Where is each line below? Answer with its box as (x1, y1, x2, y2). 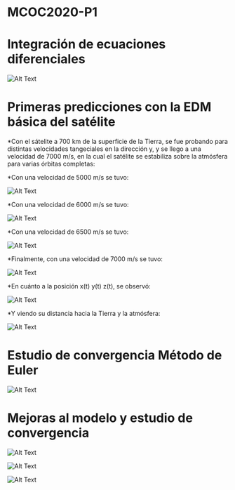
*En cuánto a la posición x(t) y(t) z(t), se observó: (7, 282, 151, 291)
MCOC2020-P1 (7, 4, 98, 20)
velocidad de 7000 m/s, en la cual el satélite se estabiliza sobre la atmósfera (7, 152, 228, 161)
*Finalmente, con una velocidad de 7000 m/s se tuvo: (7, 255, 163, 263)
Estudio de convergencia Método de (7, 347, 222, 364)
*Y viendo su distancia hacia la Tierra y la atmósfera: (7, 310, 161, 318)
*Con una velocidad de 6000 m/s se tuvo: (7, 201, 129, 209)
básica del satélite (7, 114, 116, 130)
